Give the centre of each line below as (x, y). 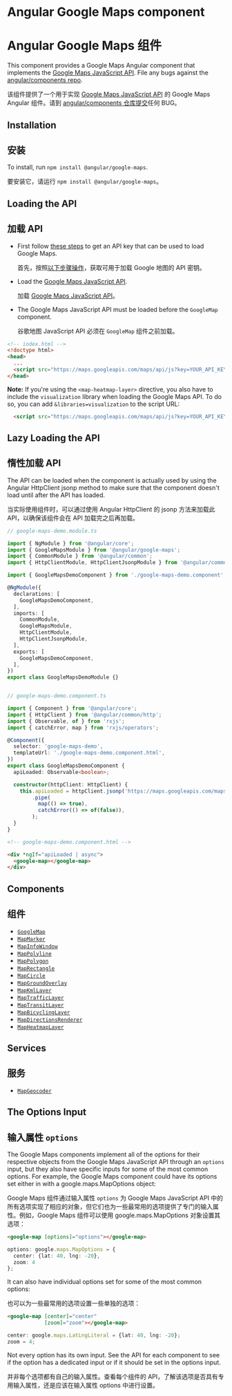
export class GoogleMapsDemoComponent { (66, 766)
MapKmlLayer (34, 990)
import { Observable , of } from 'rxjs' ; (66, 721)
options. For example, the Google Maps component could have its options (112, 1176)
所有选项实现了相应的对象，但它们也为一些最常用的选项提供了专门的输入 (110, 1206)
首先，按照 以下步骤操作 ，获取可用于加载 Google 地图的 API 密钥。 (111, 267)
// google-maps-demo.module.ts (52, 531)
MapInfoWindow (37, 947)
